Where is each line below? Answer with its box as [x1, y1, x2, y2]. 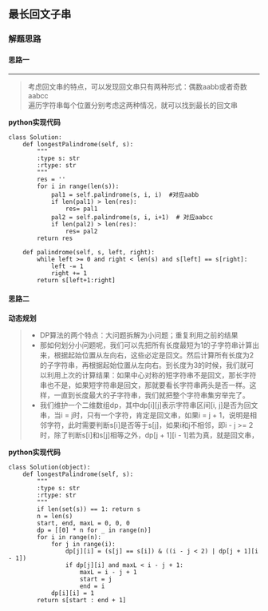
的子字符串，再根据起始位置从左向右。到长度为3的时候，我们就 [39, 360, 247, 369]
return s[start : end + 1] [37, 596, 127, 604]
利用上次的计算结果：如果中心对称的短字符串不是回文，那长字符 [46, 370, 257, 380]
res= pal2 [65, 227, 98, 235]
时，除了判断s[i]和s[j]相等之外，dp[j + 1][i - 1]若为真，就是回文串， [39, 430, 259, 440]
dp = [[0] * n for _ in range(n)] [37, 526, 152, 534]
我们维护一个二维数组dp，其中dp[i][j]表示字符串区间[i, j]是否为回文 [39, 400, 258, 409]
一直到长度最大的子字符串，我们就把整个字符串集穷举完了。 [53, 390, 250, 400]
